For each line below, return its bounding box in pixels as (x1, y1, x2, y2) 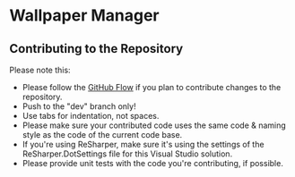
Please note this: (9, 64, 71, 75)
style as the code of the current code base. (22, 130, 183, 139)
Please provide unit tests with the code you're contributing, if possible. (22, 158, 284, 168)
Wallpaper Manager (9, 5, 160, 26)
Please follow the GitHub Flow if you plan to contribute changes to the (22, 82, 282, 92)
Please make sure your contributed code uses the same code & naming (22, 120, 287, 131)
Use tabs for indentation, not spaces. (22, 111, 160, 121)
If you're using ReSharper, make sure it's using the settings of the (22, 139, 265, 149)
